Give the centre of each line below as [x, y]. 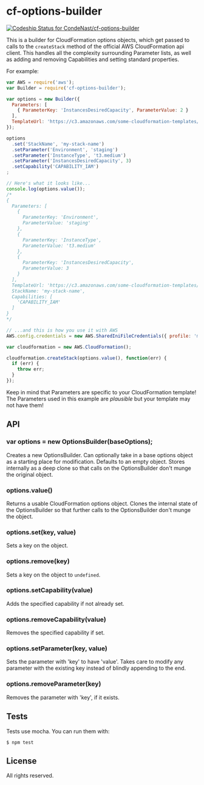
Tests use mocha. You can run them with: [58, 731]
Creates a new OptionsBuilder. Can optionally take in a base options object [100, 455]
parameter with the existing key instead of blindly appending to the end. [96, 668]
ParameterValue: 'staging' [56, 223]
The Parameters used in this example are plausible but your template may [98, 399]
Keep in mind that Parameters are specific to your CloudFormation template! [101, 392]
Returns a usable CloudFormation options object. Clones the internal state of [102, 503]
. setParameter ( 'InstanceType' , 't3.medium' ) [69, 155]
